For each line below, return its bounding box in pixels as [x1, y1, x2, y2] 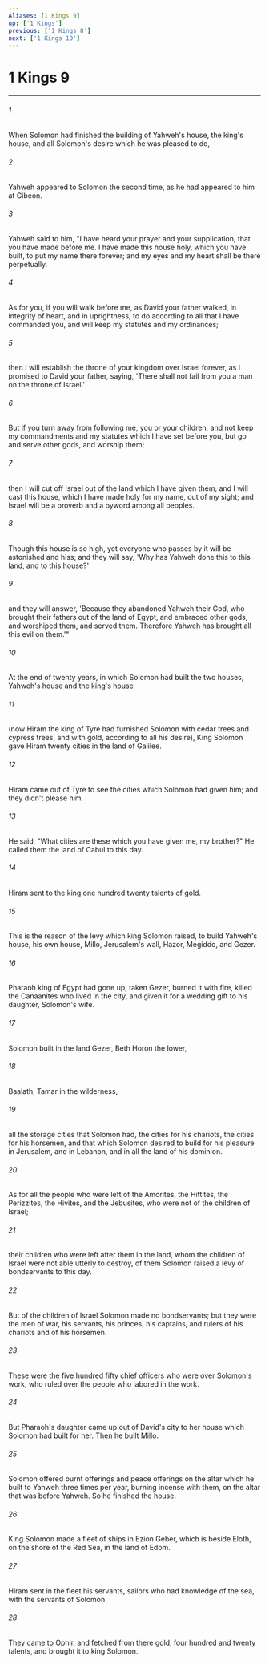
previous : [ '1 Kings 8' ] [8, 26, 91, 34]
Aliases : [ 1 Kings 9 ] [8, 11, 81, 20]
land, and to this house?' [8, 561, 90, 570]
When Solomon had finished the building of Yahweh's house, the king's [8, 130, 244, 140]
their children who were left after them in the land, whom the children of [8, 1250, 246, 1260]
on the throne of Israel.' [8, 380, 86, 390]
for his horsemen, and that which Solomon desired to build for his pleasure [8, 1138, 255, 1148]
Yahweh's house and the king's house [8, 681, 134, 690]
